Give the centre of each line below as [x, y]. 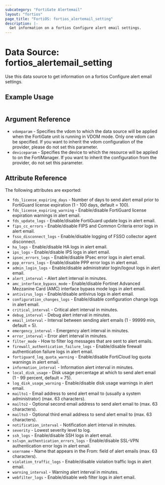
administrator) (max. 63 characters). [49, 398]
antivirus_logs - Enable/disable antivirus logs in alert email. [73, 294]
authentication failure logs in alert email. [53, 351]
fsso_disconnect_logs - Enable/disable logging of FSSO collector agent [84, 236]
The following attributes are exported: [43, 190]
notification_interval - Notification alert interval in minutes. [74, 425]
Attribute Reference [36, 178]
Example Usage [29, 97]
